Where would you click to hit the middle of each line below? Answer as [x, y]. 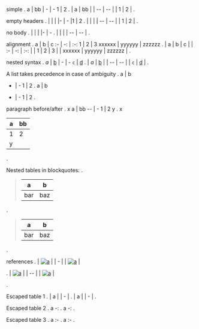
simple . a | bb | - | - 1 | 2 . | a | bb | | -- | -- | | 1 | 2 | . [71, 9]
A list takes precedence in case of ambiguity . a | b [69, 74]
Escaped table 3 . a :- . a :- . [40, 320]
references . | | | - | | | [43, 261]
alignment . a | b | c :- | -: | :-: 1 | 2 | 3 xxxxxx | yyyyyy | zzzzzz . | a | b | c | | [100, 44]
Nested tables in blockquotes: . [44, 170]
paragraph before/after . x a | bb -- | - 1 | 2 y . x [64, 109]
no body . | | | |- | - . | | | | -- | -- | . [48, 32]
